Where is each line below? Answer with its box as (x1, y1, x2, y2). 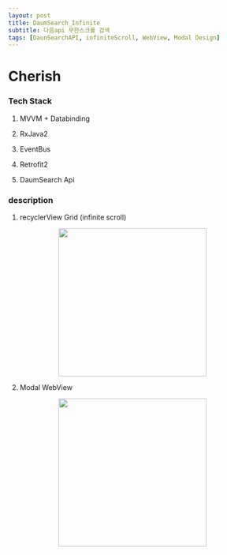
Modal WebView (19, 383, 73, 392)
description (8, 194, 54, 205)
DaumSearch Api (19, 174, 75, 184)
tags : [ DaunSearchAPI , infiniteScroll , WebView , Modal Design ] (8, 33, 221, 42)
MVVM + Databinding (19, 114, 91, 123)
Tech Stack (8, 96, 53, 107)
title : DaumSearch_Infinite (8, 19, 101, 27)
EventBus (19, 144, 51, 154)
